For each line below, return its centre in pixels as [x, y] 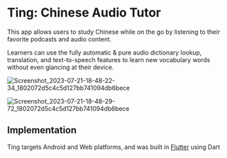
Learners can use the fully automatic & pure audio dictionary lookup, [105, 52]
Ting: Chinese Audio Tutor [84, 13]
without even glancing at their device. [60, 67]
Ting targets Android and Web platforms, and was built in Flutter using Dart [114, 147]
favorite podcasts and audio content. [59, 39]
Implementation [42, 130]
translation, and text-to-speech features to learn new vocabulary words [109, 59]
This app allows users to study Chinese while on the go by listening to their [114, 32]
